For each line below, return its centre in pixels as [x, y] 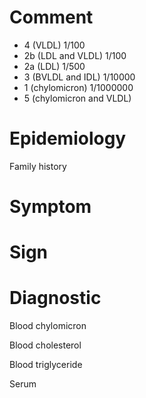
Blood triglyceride [46, 365]
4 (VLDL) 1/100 [54, 45]
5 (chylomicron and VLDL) [77, 98]
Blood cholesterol [45, 345]
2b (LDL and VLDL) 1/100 [75, 55]
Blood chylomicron [48, 326]
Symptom [50, 207]
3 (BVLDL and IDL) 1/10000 [79, 77]
